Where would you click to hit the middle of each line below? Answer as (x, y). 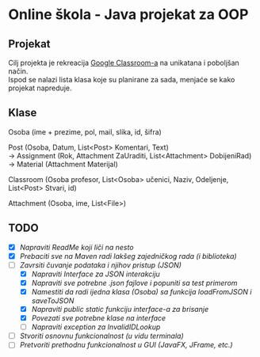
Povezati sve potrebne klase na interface (99, 318)
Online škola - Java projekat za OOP (128, 15)
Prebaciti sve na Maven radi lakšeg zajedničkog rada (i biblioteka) (128, 256)
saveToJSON (53, 301)
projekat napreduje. (40, 88)
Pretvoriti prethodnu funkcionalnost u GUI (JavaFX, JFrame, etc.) (126, 345)
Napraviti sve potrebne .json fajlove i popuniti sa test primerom (134, 283)
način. (18, 71)
